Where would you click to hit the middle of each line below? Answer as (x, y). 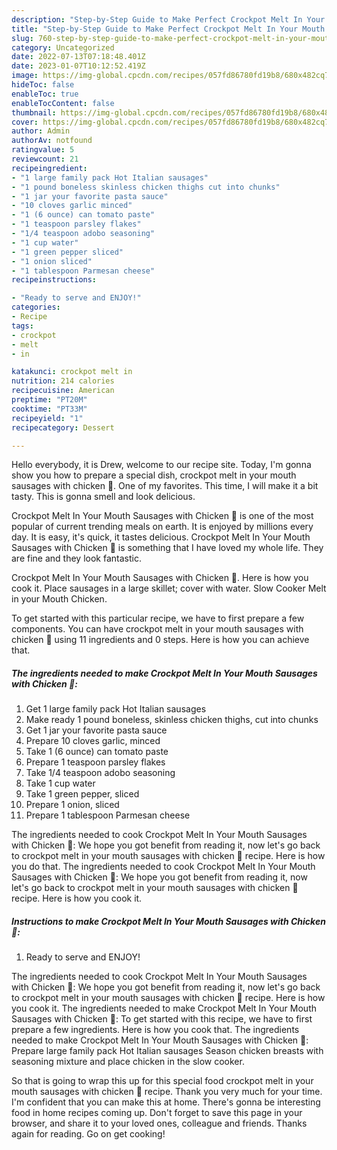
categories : (36, 307)
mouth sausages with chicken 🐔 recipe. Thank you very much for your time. (167, 1092)
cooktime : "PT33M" (49, 409)
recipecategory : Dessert (63, 427)
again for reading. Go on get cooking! (88, 1134)
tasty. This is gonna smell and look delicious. (103, 497)
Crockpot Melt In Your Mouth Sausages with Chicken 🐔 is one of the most (162, 516)
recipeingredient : (49, 168)
